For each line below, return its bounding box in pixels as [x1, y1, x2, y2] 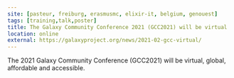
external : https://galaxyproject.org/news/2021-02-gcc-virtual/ [7, 37, 202, 44]
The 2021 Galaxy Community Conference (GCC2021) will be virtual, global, [7, 56, 226, 65]
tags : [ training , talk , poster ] [7, 17, 97, 24]
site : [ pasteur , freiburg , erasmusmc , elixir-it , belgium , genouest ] [7, 10, 218, 18]
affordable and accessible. [7, 64, 85, 72]
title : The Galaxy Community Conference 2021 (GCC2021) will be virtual [7, 23, 228, 30]
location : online [7, 30, 59, 38]
